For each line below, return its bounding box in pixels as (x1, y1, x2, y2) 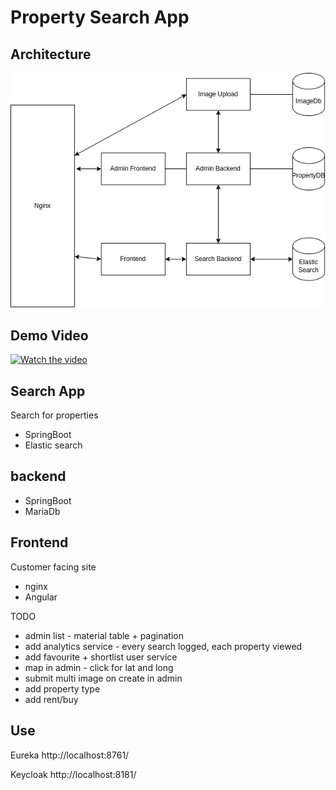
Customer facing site (10, 561, 97, 573)
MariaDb (24, 505, 61, 517)
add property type (24, 682, 101, 695)
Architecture (10, 46, 92, 63)
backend (10, 468, 67, 485)
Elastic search (24, 439, 83, 451)
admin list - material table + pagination (24, 629, 184, 641)
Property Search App (10, 6, 190, 29)
